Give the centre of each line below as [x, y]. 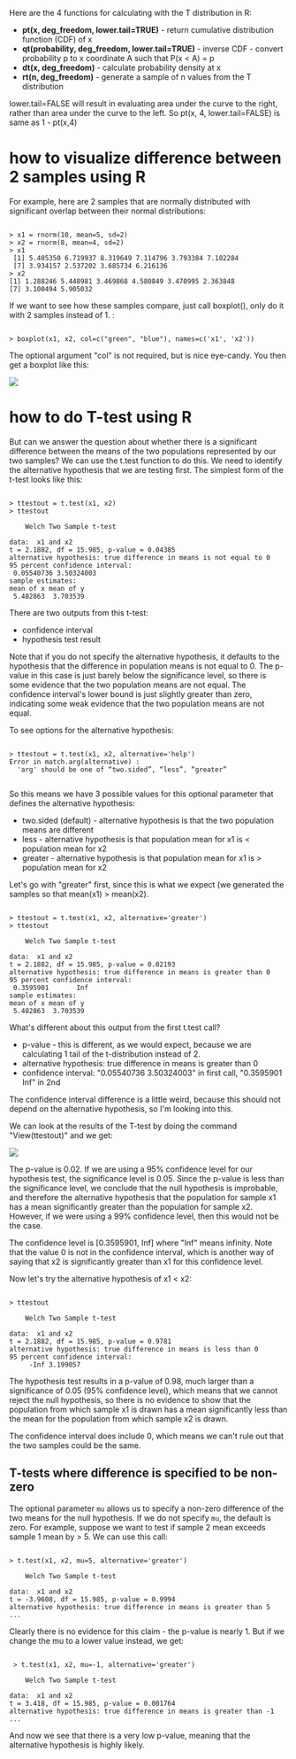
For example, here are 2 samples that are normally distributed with [130, 201]
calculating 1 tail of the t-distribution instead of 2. [111, 1054]
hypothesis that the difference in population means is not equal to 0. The [141, 666]
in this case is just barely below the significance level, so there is [148, 675]
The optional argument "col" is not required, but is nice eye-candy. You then [148, 355]
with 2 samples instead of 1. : [62, 314]
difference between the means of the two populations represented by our [143, 451]
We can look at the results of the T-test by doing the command [123, 1126]
